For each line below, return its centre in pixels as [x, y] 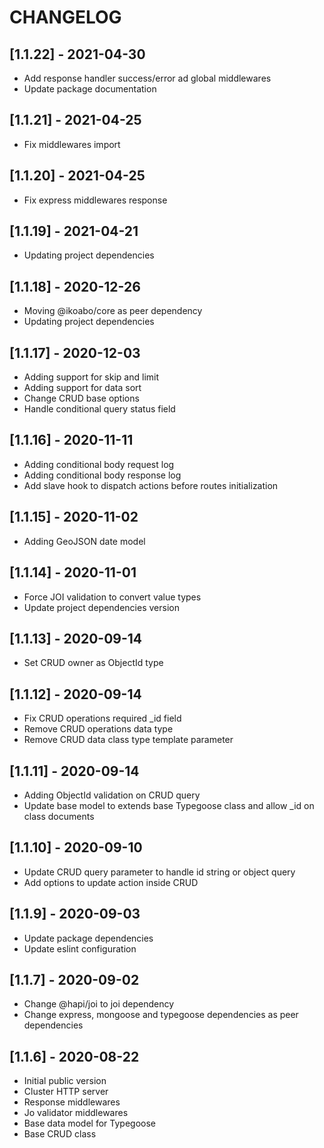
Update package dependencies [88, 938]
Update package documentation [90, 89]
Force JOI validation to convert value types [112, 597]
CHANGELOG [65, 17]
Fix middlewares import [72, 144]
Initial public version [65, 1081]
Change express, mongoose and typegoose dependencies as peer [161, 1015]
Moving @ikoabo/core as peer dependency [113, 311]
